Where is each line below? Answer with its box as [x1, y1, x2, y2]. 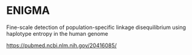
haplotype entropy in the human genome [6, 30, 108, 37]
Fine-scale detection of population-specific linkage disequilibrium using [6, 24, 187, 31]
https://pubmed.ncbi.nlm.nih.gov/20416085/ [6, 42, 117, 49]
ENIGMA [6, 4, 50, 18]
